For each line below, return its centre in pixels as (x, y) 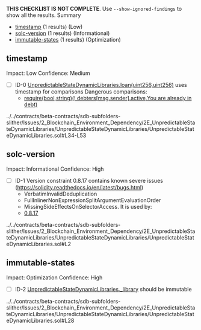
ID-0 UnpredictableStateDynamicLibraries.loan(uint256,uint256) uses (101, 84)
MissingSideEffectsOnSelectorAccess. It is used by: (88, 206)
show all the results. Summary (44, 15)
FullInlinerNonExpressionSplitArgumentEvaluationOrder (92, 200)
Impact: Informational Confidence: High (55, 169)
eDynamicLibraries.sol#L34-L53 (46, 135)
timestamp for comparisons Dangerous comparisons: (81, 91)
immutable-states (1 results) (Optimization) (68, 40)
